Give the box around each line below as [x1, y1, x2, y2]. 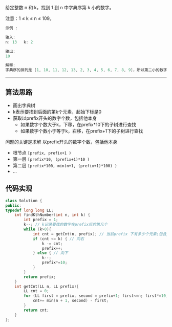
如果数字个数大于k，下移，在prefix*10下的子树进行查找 [20, 121, 137, 127]
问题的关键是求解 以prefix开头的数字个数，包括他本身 [5, 139, 118, 145]
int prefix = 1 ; [24, 217, 58, 223]
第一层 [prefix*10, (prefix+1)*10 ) [12, 156, 90, 162]
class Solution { [5, 198, 42, 203]
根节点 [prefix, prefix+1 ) [12, 149, 72, 156]
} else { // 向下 [32, 250, 68, 256]
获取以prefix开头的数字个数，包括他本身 [12, 115, 97, 121]
